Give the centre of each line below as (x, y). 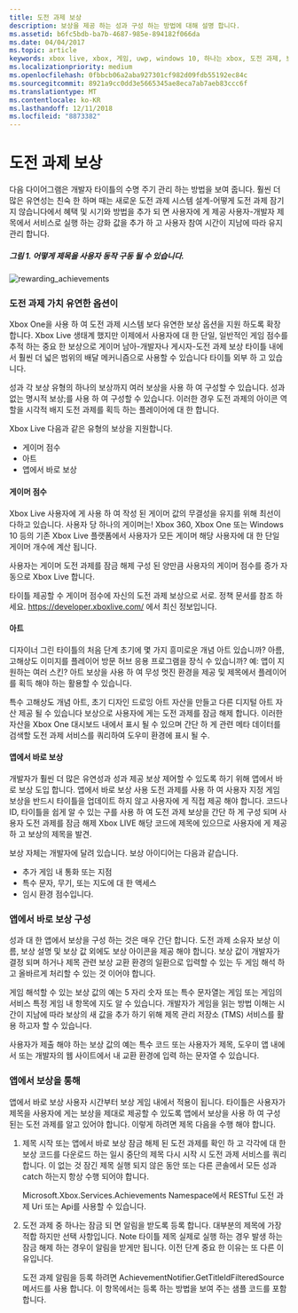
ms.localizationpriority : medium (71, 67)
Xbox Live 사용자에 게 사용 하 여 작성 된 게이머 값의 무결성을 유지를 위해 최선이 (145, 513)
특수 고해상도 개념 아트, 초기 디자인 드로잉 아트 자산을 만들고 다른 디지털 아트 (141, 701)
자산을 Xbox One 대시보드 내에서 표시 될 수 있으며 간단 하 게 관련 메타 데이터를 (145, 724)
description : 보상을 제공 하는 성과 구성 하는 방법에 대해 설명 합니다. (125, 26)
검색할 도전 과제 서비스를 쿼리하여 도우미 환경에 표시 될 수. (110, 735)
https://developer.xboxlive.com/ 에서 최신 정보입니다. (122, 606)
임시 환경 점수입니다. (58, 894)
